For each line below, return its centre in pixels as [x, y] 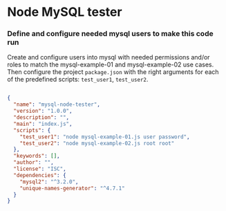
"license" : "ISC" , [40, 169]
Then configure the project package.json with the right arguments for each [113, 72]
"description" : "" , [41, 118]
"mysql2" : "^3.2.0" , [49, 182]
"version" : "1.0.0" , [43, 111]
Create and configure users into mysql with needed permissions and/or [109, 57]
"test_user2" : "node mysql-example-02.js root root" [97, 143]
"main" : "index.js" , [43, 124]
